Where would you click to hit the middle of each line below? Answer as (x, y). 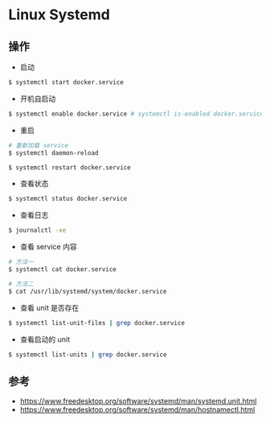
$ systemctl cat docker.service (62, 270)
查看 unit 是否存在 (49, 307)
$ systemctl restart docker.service (70, 167)
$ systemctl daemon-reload (53, 153)
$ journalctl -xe (37, 230)
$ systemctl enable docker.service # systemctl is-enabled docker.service (136, 114)
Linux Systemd (59, 15)
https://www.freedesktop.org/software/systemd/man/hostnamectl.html (137, 410)
